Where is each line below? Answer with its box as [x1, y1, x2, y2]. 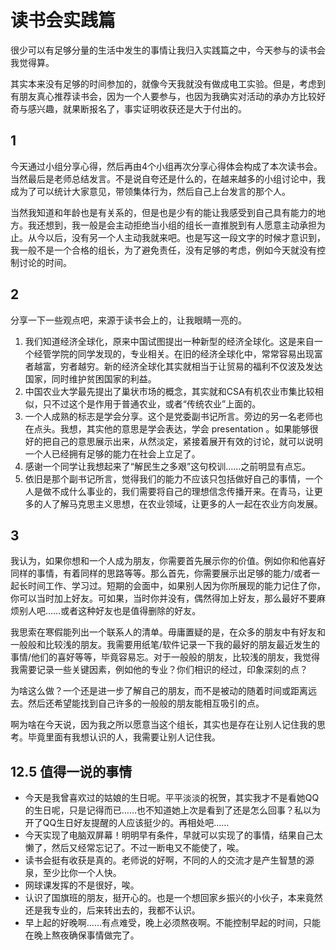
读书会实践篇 [10, 9, 117, 32]
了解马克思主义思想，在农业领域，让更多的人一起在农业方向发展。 [51, 497, 323, 510]
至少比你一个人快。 [42, 867, 122, 879]
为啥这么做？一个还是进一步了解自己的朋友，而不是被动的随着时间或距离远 [10, 685, 317, 697]
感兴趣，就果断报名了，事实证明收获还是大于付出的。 [27, 102, 247, 115]
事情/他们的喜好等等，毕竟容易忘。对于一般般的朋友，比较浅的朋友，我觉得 [10, 651, 321, 663]
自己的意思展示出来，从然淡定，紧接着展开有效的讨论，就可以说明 [51, 435, 323, 447]
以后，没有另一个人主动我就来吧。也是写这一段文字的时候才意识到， [44, 231, 326, 243]
